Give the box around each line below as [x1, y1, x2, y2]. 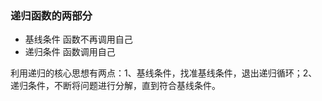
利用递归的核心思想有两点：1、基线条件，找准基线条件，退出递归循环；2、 [10, 67, 318, 79]
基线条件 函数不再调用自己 [24, 33, 133, 46]
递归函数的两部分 [10, 8, 93, 22]
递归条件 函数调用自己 [24, 46, 116, 58]
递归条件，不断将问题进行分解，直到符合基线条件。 [10, 80, 221, 92]
